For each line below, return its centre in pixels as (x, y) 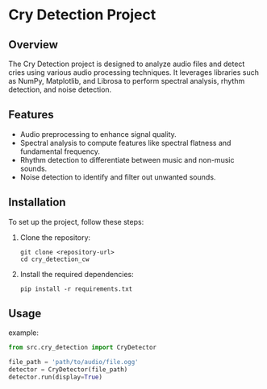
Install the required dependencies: (77, 274)
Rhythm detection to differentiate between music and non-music (127, 159)
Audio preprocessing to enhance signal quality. (98, 134)
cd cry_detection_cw (54, 259)
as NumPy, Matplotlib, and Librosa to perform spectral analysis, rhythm (127, 81)
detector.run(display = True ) (56, 377)
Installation (37, 203)
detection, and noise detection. (60, 89)
